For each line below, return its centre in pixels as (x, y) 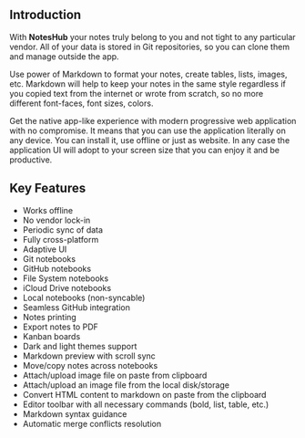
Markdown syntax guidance (75, 413)
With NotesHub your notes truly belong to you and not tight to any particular (152, 36)
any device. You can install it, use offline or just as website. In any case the (150, 140)
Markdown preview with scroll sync (89, 356)
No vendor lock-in (56, 220)
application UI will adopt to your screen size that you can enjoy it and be (145, 150)
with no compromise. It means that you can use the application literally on (148, 130)
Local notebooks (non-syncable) (84, 297)
